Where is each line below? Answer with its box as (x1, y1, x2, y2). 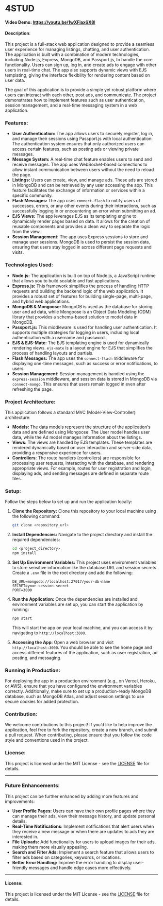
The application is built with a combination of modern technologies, (5, 52, 140, 57)
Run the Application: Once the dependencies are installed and (12, 596, 138, 602)
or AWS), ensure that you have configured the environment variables (5, 683, 142, 689)
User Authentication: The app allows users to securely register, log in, (12, 131, 154, 137)
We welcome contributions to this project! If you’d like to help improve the (5, 722, 152, 728)
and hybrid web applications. (12, 298, 70, 304)
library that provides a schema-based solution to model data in (12, 314, 138, 320)
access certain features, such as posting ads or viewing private (12, 146, 139, 152)
